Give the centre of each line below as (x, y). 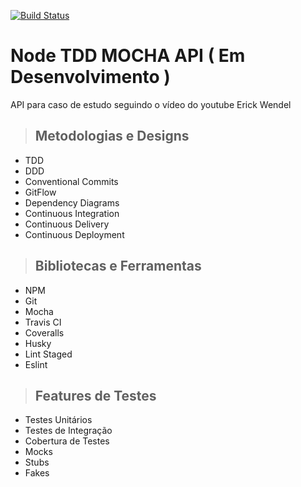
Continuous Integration (72, 213)
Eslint (36, 364)
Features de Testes (95, 395)
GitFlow (40, 192)
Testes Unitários (58, 420)
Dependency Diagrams (72, 202)
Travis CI (43, 322)
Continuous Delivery (67, 224)
